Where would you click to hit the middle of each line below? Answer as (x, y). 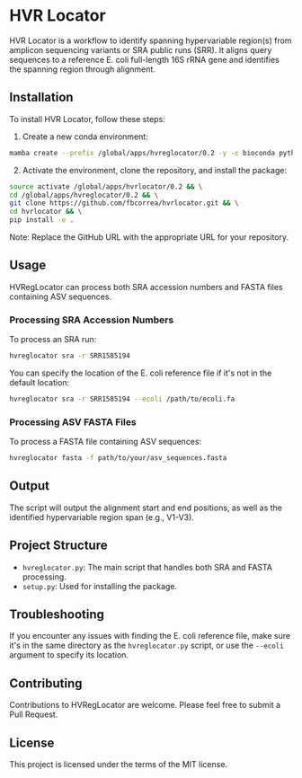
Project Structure (58, 546)
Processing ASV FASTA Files (73, 421)
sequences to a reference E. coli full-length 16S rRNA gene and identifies (145, 59)
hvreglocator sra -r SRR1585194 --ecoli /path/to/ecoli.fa (122, 399)
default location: (40, 382)
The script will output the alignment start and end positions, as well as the (146, 508)
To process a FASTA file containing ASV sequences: (106, 442)
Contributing (46, 683)
